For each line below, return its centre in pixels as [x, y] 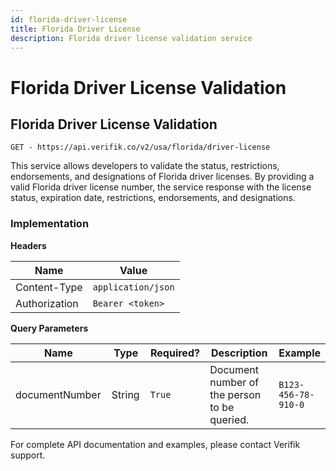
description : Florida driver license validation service [131, 38]
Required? [175, 353]
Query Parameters [49, 328]
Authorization [47, 303]
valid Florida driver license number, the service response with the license [161, 187]
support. [28, 455]
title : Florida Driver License [75, 29]
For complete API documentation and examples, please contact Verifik [155, 444]
